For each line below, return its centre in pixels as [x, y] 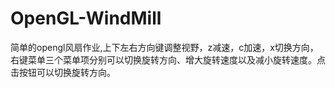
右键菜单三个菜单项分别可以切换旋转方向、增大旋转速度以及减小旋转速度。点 [168, 59]
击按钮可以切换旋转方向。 [63, 72]
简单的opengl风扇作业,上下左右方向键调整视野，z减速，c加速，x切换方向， [164, 47]
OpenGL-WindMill [86, 18]
